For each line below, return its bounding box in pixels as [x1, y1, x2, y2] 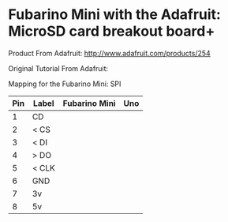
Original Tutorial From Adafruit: [8, 63, 109, 73]
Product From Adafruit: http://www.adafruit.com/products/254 [8, 48, 211, 58]
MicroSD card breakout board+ [8, 22, 215, 40]
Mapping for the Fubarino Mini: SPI [8, 79, 121, 88]
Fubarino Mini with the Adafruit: [8, 6, 221, 24]
